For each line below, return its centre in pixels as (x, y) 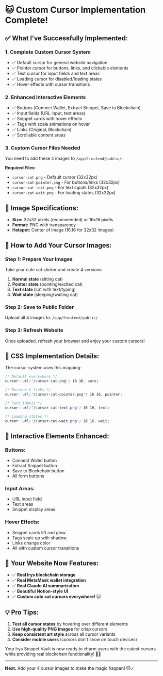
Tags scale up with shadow (39, 538)
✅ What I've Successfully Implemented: (66, 38)
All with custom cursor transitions (45, 548)
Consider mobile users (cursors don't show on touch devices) (74, 640)
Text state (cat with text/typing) (44, 289)
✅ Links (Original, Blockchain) (42, 130)
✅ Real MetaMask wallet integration (49, 580)
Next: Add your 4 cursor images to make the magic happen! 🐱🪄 (70, 668)
